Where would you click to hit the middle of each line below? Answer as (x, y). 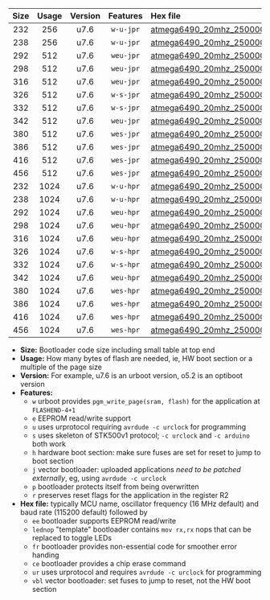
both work (49, 444)
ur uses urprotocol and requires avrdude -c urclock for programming (147, 572)
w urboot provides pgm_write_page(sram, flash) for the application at (146, 401)
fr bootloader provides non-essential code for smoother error (134, 547)
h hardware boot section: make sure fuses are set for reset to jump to (146, 452)
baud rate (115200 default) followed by (84, 512)
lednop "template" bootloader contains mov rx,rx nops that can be (141, 529)
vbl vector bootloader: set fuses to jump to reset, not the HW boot (141, 581)
